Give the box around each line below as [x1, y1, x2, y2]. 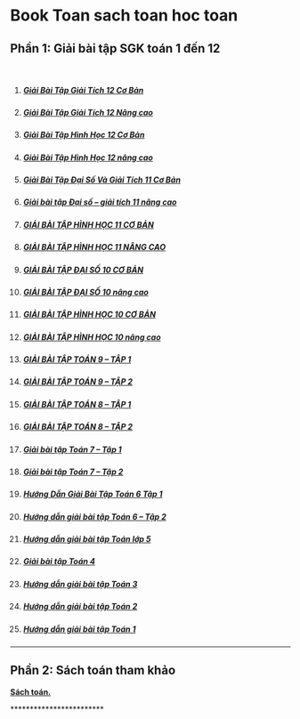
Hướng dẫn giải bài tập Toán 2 [22, 602, 138, 612]
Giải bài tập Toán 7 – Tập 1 [22, 444, 123, 455]
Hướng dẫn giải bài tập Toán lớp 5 [22, 534, 151, 545]
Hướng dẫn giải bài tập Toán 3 [22, 578, 138, 589]
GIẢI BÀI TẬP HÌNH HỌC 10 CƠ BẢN [22, 309, 157, 320]
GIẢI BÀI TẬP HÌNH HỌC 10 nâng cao [22, 331, 161, 343]
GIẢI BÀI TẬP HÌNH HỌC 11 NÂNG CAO [22, 242, 166, 253]
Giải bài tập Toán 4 [22, 556, 96, 567]
